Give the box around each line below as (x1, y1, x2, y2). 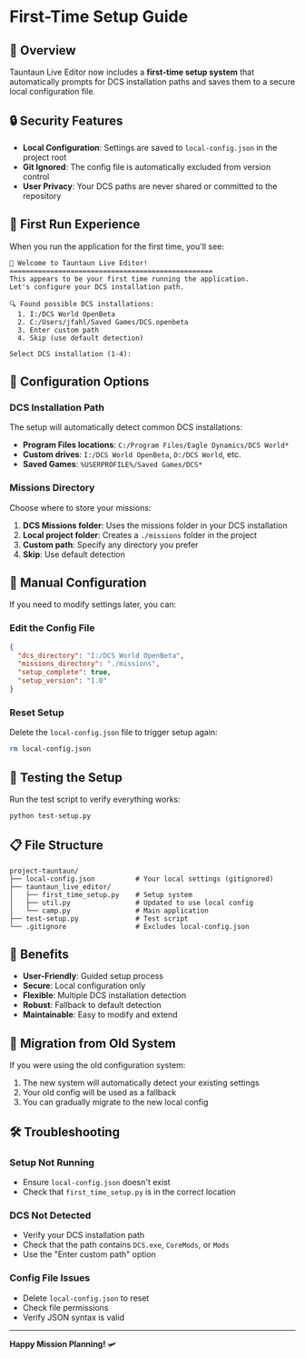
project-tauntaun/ (9, 866, 79, 875)
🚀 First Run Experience (9, 216, 141, 233)
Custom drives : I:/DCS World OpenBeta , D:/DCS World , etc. (22, 449, 241, 460)
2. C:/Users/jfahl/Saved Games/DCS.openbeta (17, 317, 189, 326)
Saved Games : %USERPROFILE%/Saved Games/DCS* (22, 459, 202, 470)
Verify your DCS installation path (22, 1230, 145, 1241)
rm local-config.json (9, 744, 92, 754)
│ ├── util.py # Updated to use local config (9, 898, 254, 907)
